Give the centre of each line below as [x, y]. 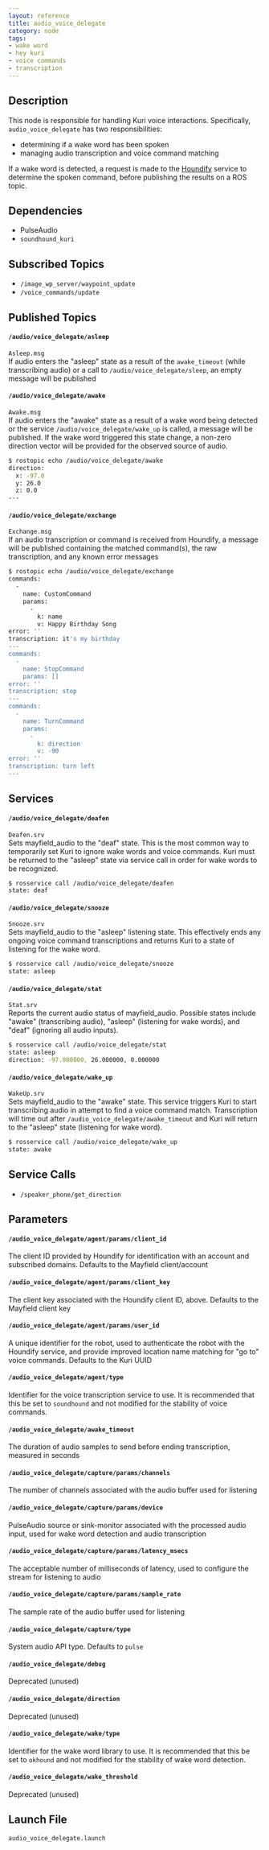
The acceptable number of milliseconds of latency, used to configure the [128, 1568]
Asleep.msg [26, 353]
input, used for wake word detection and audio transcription [108, 1534]
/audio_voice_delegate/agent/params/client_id [88, 1239]
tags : [17, 38]
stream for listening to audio [55, 1577]
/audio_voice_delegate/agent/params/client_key [90, 1282]
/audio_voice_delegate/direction [64, 1699]
